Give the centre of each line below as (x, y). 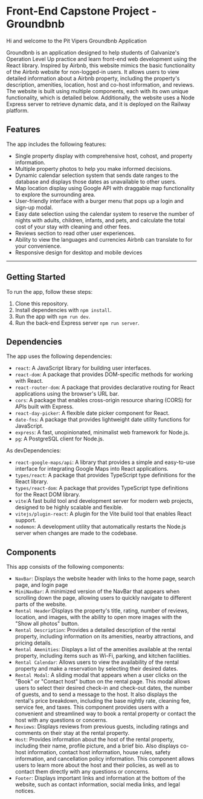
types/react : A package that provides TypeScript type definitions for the (105, 475)
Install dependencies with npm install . (63, 310)
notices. (25, 791)
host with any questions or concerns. (61, 720)
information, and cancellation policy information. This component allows (105, 759)
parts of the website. (41, 605)
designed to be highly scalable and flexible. (69, 508)
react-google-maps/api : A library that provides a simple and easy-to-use (105, 462)
